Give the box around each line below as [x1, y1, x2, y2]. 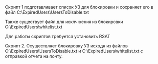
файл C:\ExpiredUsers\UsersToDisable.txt [5, 9, 89, 15]
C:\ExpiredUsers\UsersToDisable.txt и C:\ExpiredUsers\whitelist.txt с [5, 48, 143, 54]
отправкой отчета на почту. [5, 53, 63, 59]
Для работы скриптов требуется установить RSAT [5, 34, 110, 39]
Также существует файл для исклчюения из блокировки [5, 19, 123, 24]
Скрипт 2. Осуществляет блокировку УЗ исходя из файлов [5, 43, 128, 48]
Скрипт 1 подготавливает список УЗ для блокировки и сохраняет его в [5, 4, 154, 10]
